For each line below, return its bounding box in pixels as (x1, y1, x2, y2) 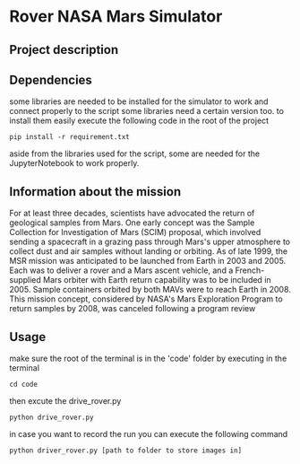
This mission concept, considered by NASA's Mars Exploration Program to (9, 293, 284, 304)
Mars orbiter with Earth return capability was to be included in (43, 275, 271, 285)
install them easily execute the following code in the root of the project (9, 115, 270, 127)
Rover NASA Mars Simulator (9, 6, 223, 27)
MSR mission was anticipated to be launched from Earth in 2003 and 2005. (9, 256, 287, 267)
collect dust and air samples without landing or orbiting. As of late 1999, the (9, 246, 288, 257)
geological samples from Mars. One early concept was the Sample (9, 217, 255, 228)
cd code (9, 380, 39, 390)
